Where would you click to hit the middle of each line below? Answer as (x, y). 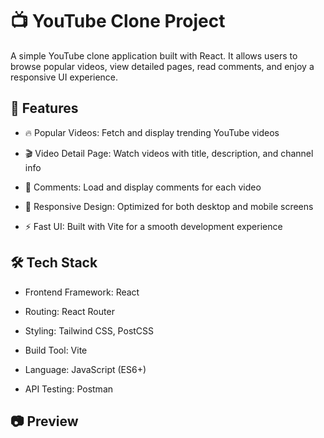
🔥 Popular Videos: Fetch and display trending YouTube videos (152, 132)
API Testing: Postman (69, 389)
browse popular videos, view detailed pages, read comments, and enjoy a (162, 66)
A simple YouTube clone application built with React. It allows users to (154, 55)
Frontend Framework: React (82, 292)
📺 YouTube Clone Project (118, 21)
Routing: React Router (69, 311)
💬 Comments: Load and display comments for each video (143, 187)
